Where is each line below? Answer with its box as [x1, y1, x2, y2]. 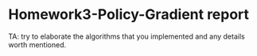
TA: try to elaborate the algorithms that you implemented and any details [8, 32, 245, 41]
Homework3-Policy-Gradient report [8, 6, 249, 24]
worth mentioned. [8, 39, 66, 49]
